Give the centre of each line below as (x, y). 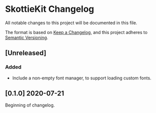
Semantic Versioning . (27, 38)
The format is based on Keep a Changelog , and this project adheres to (76, 32)
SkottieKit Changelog (50, 9)
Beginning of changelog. (30, 105)
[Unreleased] (26, 53)
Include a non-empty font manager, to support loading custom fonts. (82, 78)
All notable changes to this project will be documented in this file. (71, 23)
